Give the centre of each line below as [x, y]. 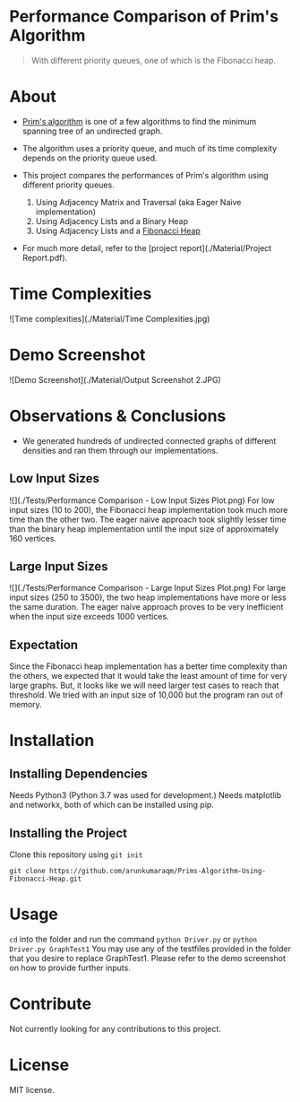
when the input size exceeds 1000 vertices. [89, 617]
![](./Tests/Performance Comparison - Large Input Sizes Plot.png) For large [148, 588]
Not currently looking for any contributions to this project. [116, 1028]
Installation [52, 741]
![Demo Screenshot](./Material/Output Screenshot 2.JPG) [115, 379]
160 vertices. [33, 538]
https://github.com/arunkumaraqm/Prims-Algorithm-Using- [158, 871]
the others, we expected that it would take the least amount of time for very [148, 676]
